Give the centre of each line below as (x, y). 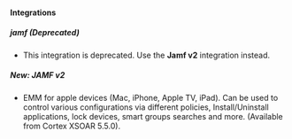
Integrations (33, 12)
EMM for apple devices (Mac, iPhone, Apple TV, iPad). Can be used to (150, 97)
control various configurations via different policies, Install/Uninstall (146, 107)
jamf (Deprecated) (45, 33)
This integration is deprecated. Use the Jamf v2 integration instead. (146, 55)
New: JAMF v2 (38, 75)
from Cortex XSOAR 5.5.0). (72, 126)
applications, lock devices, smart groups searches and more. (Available (153, 116)
